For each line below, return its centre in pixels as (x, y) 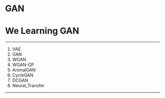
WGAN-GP (23, 65)
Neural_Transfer (28, 86)
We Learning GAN (42, 31)
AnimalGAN (24, 70)
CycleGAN (23, 75)
